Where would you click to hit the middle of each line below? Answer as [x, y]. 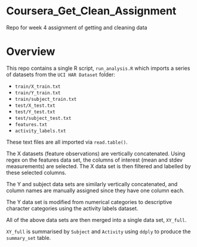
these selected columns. [36, 172]
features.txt [31, 124]
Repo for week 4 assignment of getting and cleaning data [77, 27]
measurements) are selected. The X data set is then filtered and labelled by [98, 166]
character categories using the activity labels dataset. [72, 208]
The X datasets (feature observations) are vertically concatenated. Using [96, 153]
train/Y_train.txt [38, 93]
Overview [31, 52]
